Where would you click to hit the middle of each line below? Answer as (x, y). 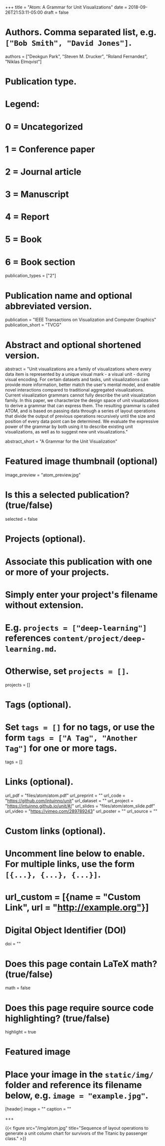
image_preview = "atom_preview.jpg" (43, 475)
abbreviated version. (49, 306)
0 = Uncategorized (44, 126)
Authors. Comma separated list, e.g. (81, 32)
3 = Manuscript (37, 195)
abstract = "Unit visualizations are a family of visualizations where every (78, 369)
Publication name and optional (69, 296)
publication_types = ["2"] (31, 276)
